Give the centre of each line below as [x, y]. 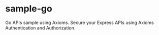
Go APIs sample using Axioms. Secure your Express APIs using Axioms [80, 22]
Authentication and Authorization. [40, 27]
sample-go [29, 9]
